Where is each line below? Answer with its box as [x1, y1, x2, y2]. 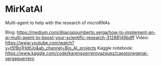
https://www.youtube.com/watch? [5, 39, 75, 45]
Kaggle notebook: [97, 45, 133, 51]
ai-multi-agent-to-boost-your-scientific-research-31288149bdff [5, 34, 135, 40]
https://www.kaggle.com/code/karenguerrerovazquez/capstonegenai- [5, 50, 149, 56]
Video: [135, 34, 149, 40]
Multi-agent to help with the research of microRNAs [5, 20, 110, 26]
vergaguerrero [5, 55, 35, 61]
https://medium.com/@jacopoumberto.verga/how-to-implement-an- [16, 29, 156, 35]
